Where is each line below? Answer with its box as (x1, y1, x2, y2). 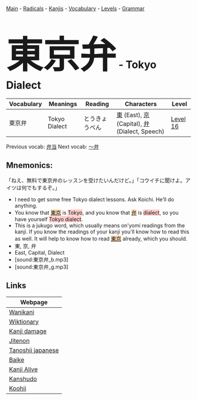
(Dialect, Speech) (116, 127, 165, 135)
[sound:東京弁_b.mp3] (14, 256, 69, 263)
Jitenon (9, 337, 30, 345)
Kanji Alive (9, 365, 38, 373)
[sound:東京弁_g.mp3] (14, 263, 69, 270)
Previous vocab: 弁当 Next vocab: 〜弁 (6, 143, 99, 150)
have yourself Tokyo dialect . (14, 215, 83, 222)
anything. (14, 202, 38, 209)
